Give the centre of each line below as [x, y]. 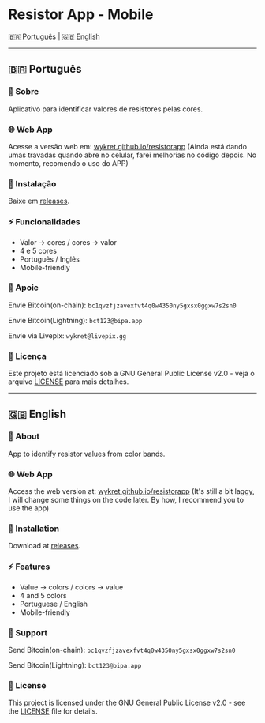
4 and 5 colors [43, 595]
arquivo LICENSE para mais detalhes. [69, 382]
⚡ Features [29, 567]
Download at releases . [45, 546]
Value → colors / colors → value [71, 587]
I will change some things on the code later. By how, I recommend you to [126, 500]
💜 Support [28, 632]
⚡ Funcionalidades [44, 222]
